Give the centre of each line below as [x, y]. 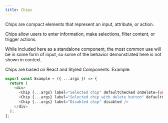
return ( [19, 83]
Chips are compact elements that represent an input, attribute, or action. [79, 24]
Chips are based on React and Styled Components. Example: [68, 69]
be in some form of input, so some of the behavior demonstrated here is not [83, 54]
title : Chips [19, 10]
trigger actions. [21, 39]
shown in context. [23, 59]
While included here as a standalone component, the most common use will [83, 49]
